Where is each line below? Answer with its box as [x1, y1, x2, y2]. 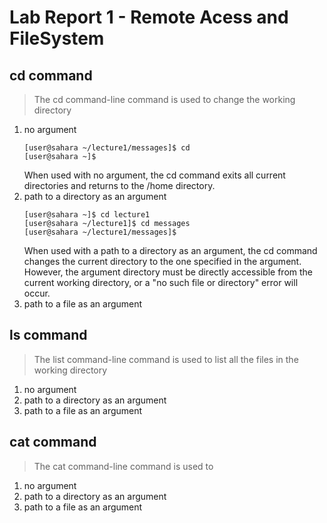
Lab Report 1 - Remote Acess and [9, 6, 289, 29]
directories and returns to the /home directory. [23, 180, 216, 191]
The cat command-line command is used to [33, 460, 214, 472]
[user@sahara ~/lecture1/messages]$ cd [23, 143, 191, 153]
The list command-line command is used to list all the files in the [33, 353, 299, 365]
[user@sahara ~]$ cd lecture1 [23, 210, 151, 220]
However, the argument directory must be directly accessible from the [23, 266, 314, 278]
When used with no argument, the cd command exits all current [23, 169, 286, 181]
